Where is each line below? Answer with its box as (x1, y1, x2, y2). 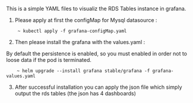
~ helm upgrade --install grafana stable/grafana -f (17, 68, 150, 74)
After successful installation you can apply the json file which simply (14, 83, 182, 90)
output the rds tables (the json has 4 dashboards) (14, 90, 137, 97)
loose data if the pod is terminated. (6, 57, 92, 63)
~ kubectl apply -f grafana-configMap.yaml (17, 28, 127, 34)
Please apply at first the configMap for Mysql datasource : (14, 17, 157, 23)
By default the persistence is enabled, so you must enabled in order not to (6, 50, 188, 57)
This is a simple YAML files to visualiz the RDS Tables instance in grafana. (6, 5, 186, 12)
